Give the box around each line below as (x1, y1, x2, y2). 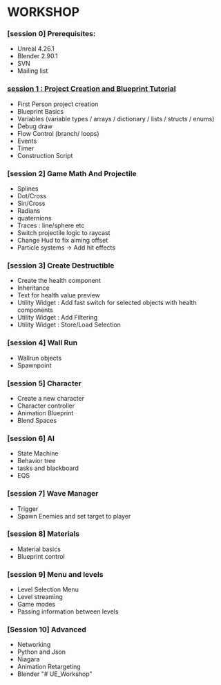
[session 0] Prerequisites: (7, 29, 96, 39)
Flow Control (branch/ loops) (17, 129, 99, 137)
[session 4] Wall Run (7, 338, 78, 347)
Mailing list (17, 67, 48, 75)
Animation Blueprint (17, 408, 74, 417)
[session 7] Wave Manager (7, 489, 99, 498)
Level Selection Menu (17, 585, 79, 593)
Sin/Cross (17, 199, 46, 208)
